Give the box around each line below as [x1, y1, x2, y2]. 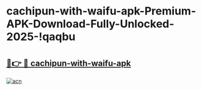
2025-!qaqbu [6, 30, 76, 43]
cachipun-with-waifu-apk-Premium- [6, 4, 197, 18]
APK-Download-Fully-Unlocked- [6, 17, 175, 31]
